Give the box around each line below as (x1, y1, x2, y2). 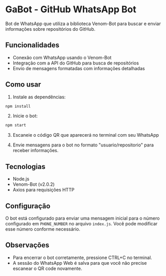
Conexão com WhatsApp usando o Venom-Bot (12, 54, 112, 60)
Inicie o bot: (12, 113, 38, 119)
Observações (5, 241, 50, 249)
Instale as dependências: (12, 94, 66, 100)
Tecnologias (5, 162, 46, 171)
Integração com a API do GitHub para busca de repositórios (12, 60, 139, 66)
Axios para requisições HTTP (12, 187, 75, 193)
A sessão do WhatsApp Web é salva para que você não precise (12, 260, 147, 266)
